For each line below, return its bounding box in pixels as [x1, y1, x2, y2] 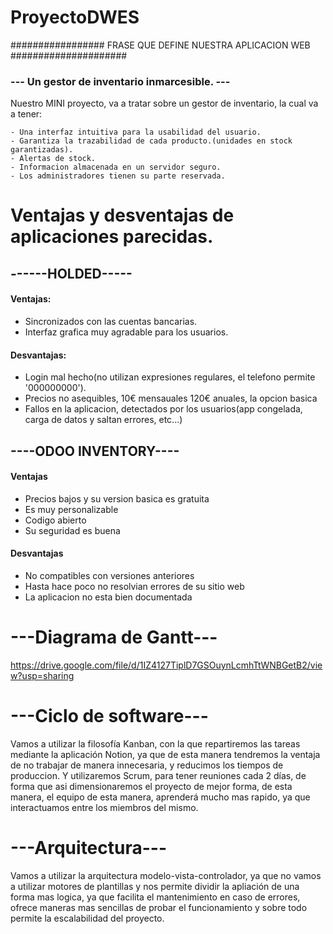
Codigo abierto [24, 514, 87, 526]
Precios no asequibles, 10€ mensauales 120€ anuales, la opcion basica [24, 392, 318, 405]
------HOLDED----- [10, 265, 133, 282]
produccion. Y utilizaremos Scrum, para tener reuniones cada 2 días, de [10, 769, 307, 781]
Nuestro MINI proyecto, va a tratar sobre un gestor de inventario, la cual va [10, 97, 319, 110]
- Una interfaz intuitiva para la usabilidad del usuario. [10, 127, 262, 138]
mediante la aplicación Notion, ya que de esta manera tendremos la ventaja [10, 748, 321, 760]
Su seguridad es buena [24, 524, 121, 536]
